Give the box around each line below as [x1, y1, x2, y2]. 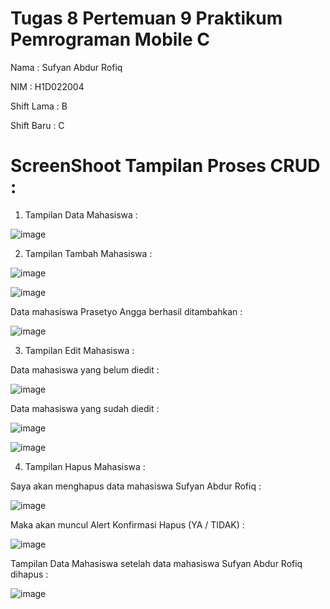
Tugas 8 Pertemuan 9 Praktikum [10, 7, 283, 30]
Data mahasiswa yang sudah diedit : [10, 402, 160, 414]
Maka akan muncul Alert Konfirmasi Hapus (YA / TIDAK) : [10, 518, 245, 531]
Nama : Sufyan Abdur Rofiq [10, 61, 123, 73]
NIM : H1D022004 [10, 80, 85, 92]
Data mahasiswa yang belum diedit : [10, 363, 160, 376]
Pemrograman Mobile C [10, 28, 210, 51]
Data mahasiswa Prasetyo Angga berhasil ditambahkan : [10, 305, 243, 317]
